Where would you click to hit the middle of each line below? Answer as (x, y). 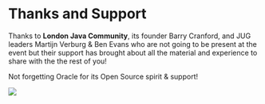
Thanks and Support (77, 14)
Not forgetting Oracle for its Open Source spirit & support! (103, 76)
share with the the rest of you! (58, 61)
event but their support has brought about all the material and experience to (133, 52)
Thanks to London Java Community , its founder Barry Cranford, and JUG (130, 36)
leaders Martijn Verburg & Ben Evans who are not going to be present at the (132, 44)
